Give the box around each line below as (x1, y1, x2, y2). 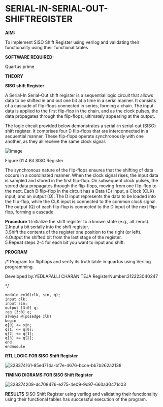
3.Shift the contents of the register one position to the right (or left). (5, 229, 142, 235)
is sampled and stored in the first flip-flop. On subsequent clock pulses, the (5, 177, 159, 183)
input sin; (5, 301, 28, 306)
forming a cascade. (15, 209, 55, 215)
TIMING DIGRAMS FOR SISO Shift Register (5, 372, 93, 377)
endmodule (5, 344, 26, 349)
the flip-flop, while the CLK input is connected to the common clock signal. (5, 198, 157, 204)
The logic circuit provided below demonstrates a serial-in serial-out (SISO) (5, 123, 156, 129)
